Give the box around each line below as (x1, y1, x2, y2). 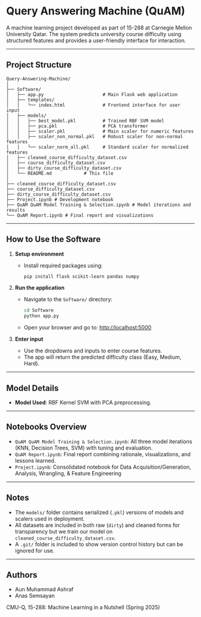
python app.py (23, 313, 59, 319)
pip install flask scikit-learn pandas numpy (23, 273, 139, 280)
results (6, 207, 26, 213)
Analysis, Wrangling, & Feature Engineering (14, 469, 121, 477)
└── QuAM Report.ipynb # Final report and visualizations (6, 212, 154, 218)
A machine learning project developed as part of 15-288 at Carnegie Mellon (6, 24, 193, 31)
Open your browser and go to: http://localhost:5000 (23, 324, 151, 331)
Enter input (14, 336, 44, 343)
